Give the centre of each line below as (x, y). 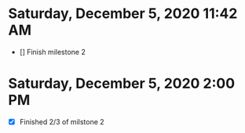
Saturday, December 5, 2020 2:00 (122, 84)
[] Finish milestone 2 (53, 52)
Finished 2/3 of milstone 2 (62, 121)
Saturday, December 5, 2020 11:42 (123, 14)
